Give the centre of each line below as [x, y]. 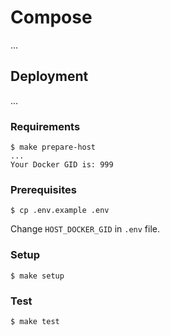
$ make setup [37, 276]
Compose [51, 17]
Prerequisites [43, 189]
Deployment [49, 76]
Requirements [45, 126]
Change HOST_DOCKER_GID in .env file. [85, 229]
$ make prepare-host [53, 147]
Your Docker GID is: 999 [62, 165]
